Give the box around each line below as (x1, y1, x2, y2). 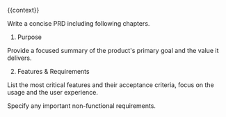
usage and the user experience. (7, 88, 99, 96)
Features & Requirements (17, 68, 90, 75)
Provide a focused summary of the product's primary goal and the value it (7, 47, 219, 54)
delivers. (7, 54, 32, 62)
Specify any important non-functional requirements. (7, 102, 156, 110)
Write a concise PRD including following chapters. (7, 19, 150, 27)
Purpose (17, 33, 42, 41)
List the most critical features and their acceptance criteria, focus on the (7, 81, 214, 89)
